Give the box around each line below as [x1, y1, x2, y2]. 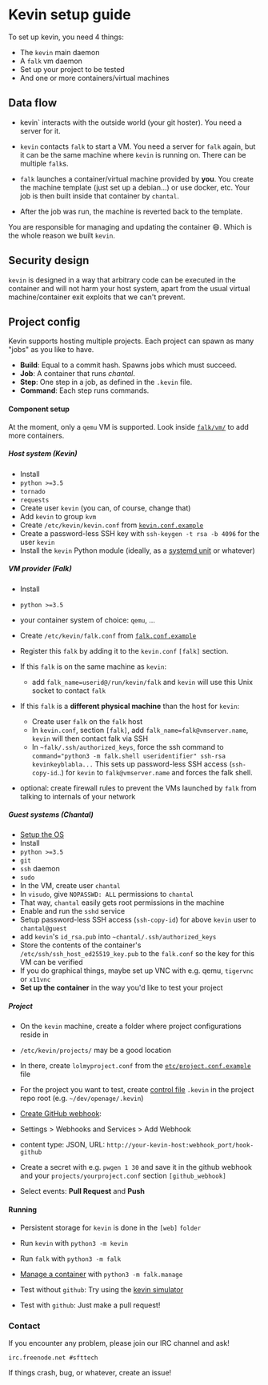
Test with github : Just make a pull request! [19, 1300, 161, 1310]
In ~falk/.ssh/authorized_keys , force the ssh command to [31, 742, 224, 751]
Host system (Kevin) [8, 449, 78, 458]
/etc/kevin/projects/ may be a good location [19, 1046, 172, 1055]
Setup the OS [19, 830, 64, 839]
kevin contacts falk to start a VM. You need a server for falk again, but [19, 142, 256, 151]
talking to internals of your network [19, 791, 136, 801]
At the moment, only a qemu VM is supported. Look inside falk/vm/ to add [8, 422, 250, 431]
